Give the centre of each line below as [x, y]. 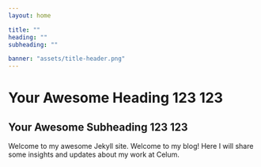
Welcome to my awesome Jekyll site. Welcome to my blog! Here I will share [131, 146]
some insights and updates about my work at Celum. [94, 154]
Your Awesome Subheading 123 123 [98, 127]
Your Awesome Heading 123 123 [116, 98]
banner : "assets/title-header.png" [67, 59]
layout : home [30, 15]
